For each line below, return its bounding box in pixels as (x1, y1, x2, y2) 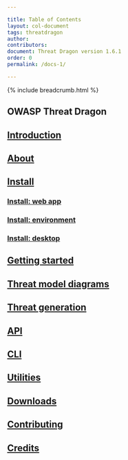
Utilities (7, 372, 41, 384)
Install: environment (7, 215, 76, 224)
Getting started (7, 255, 74, 266)
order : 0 (7, 54, 32, 62)
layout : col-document (7, 22, 70, 30)
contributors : (7, 42, 48, 49)
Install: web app (7, 197, 62, 207)
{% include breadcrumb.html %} (7, 85, 99, 94)
